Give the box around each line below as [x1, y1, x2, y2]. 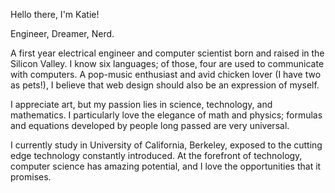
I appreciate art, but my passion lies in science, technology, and [10, 99, 273, 110]
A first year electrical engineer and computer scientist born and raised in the [10, 47, 325, 59]
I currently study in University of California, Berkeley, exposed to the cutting [10, 139, 323, 151]
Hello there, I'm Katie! [10, 9, 100, 20]
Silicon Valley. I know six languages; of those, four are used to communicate [10, 58, 325, 69]
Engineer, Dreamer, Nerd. [10, 28, 115, 39]
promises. [10, 171, 52, 183]
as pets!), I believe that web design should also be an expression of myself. [10, 79, 320, 91]
